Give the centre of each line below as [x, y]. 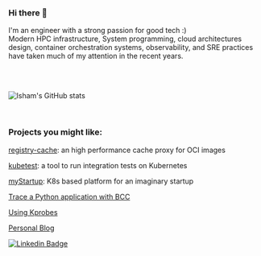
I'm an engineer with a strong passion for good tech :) [97, 31]
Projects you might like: [56, 132]
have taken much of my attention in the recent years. [96, 56]
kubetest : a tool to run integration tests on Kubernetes [98, 165]
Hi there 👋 [28, 13]
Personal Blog [31, 228]
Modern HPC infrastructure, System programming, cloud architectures [125, 39]
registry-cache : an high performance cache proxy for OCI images [117, 150]
